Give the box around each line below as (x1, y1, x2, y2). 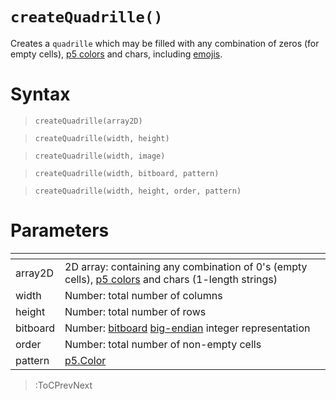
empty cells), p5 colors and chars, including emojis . (10, 48, 223, 60)
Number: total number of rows (64, 304, 207, 318)
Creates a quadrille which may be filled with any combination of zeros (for (10, 37, 320, 49)
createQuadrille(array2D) (34, 116, 143, 126)
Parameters (10, 219, 110, 242)
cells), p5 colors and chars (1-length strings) (64, 272, 278, 286)
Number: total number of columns (64, 288, 223, 302)
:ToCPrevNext (34, 379, 93, 391)
